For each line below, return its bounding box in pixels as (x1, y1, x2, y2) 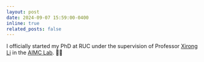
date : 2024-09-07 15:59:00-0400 (6, 15, 89, 21)
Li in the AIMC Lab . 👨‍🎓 (6, 49, 63, 57)
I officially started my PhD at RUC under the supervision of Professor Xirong (6, 43, 198, 50)
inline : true (6, 20, 40, 26)
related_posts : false (6, 26, 62, 32)
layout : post (6, 9, 40, 15)
